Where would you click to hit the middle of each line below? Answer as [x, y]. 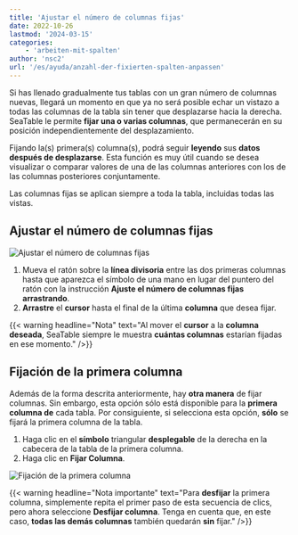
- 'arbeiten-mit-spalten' [73, 51]
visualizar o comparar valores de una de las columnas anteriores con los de [148, 167]
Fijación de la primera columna [96, 372]
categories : [31, 42]
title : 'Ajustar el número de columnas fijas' [97, 17]
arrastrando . [46, 298]
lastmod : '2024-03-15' [51, 34]
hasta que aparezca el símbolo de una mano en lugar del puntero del [148, 279]
